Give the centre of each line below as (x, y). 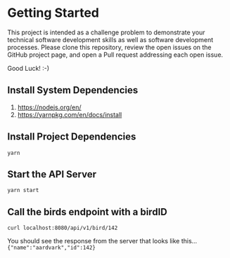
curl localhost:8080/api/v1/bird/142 (63, 228)
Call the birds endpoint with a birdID (87, 212)
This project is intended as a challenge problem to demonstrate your (106, 32)
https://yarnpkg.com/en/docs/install (70, 114)
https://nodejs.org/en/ (50, 107)
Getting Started (53, 13)
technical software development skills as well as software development (110, 39)
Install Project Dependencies (72, 137)
